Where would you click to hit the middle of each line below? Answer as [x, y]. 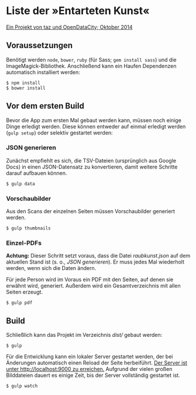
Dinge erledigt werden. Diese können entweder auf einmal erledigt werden [96, 126]
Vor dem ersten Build [45, 106]
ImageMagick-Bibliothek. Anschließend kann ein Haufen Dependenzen [91, 66]
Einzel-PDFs [24, 243]
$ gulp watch [22, 386]
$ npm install [23, 83]
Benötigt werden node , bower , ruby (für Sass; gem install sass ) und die [91, 59]
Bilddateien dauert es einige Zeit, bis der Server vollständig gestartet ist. [93, 375]
